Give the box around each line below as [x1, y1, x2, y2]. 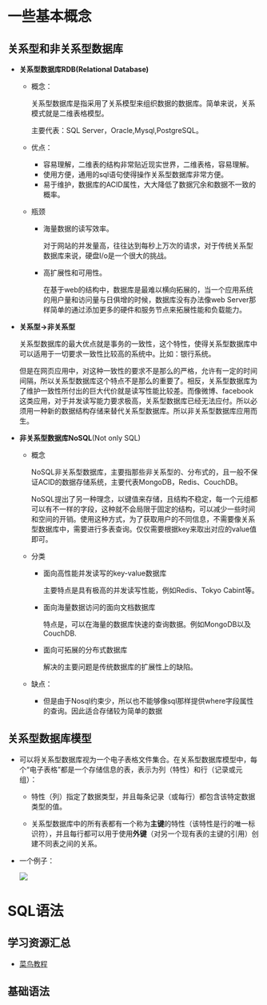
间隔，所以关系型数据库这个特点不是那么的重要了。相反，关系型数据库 [18, 376, 251, 385]
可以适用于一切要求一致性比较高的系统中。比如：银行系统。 [18, 349, 216, 358]
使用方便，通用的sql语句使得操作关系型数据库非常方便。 [42, 170, 229, 179]
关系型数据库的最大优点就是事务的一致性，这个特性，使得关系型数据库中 [18, 339, 257, 349]
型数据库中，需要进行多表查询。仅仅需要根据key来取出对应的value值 [30, 524, 257, 534]
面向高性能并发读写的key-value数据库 [42, 568, 167, 578]
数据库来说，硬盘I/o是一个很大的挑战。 [42, 251, 171, 260]
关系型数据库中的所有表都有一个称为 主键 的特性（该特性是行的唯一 [30, 818, 249, 828]
